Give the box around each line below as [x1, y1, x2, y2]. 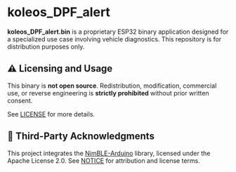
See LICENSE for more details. [7, 110, 96, 118]
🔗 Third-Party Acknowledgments [7, 131, 155, 143]
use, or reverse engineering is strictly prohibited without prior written [7, 88, 209, 97]
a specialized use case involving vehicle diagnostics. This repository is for [7, 34, 222, 43]
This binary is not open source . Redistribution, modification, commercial [7, 81, 217, 90]
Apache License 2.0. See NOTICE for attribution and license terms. [7, 156, 200, 165]
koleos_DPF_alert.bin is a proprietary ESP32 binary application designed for [7, 27, 229, 36]
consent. [7, 96, 33, 105]
